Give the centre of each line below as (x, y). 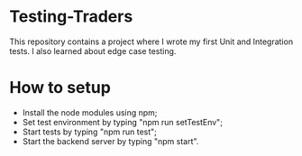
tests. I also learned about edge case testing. (93, 50)
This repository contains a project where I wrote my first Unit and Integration (151, 41)
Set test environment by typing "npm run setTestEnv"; (123, 122)
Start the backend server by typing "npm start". (110, 141)
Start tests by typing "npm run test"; (90, 132)
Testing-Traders (71, 17)
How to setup (60, 88)
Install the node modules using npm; (90, 112)
